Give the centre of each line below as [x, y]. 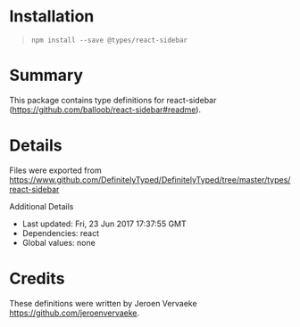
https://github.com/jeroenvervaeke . [75, 313]
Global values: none [58, 242]
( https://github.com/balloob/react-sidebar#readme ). [105, 110]
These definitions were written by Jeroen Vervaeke [104, 303]
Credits [37, 279]
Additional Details [42, 206]
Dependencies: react [61, 233]
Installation [52, 16]
